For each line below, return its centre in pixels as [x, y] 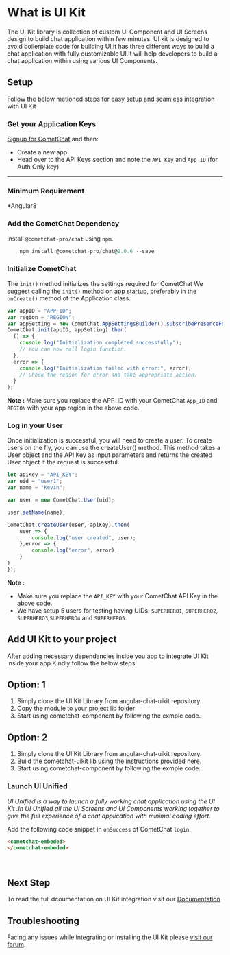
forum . [16, 944]
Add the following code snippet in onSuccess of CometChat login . [99, 829]
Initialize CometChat [42, 269]
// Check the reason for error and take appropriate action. [108, 375]
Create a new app [42, 152]
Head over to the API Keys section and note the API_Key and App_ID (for [117, 160]
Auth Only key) [38, 167]
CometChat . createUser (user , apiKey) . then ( [68, 525]
